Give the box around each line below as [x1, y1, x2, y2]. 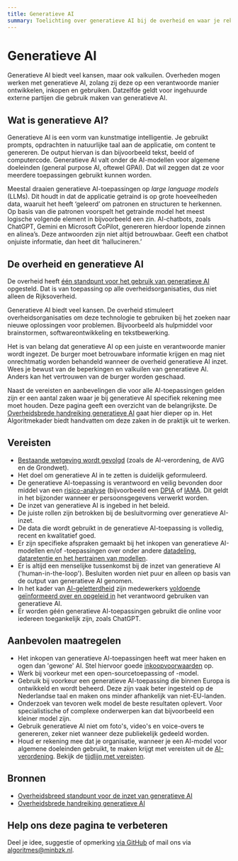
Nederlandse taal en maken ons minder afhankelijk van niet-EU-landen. [17, 691, 227, 700]
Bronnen [7, 772, 46, 785]
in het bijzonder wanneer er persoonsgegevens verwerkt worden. [17, 493, 209, 502]
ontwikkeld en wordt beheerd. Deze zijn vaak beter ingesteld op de [17, 683, 214, 693]
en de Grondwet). [17, 463, 69, 472]
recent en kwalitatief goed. [17, 531, 96, 540]
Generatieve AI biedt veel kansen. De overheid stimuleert [7, 306, 174, 315]
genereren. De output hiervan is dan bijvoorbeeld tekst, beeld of [7, 148, 195, 157]
